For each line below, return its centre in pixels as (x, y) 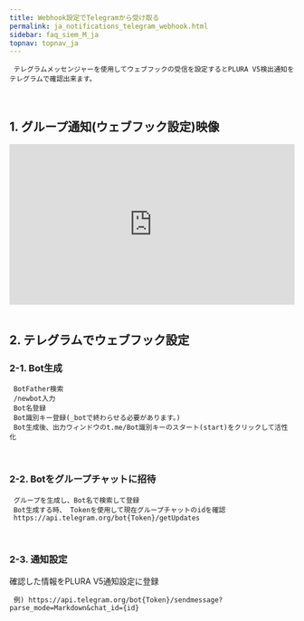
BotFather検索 (38, 389)
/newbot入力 (34, 399)
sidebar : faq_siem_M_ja (54, 34)
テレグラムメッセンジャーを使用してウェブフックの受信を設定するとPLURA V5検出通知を (154, 70)
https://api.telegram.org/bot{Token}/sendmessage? (126, 600)
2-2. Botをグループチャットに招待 (83, 479)
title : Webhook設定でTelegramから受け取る (85, 18)
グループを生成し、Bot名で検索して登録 (76, 500)
